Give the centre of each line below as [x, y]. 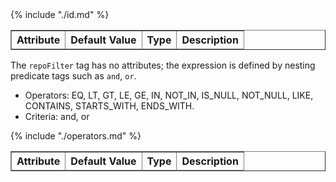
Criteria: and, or [57, 116]
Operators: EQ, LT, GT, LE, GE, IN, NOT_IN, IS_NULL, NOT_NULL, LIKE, [169, 95]
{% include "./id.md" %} [60, 14]
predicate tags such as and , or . [73, 76]
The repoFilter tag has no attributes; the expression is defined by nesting [163, 65]
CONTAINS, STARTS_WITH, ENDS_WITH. [109, 106]
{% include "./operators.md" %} [76, 136]
